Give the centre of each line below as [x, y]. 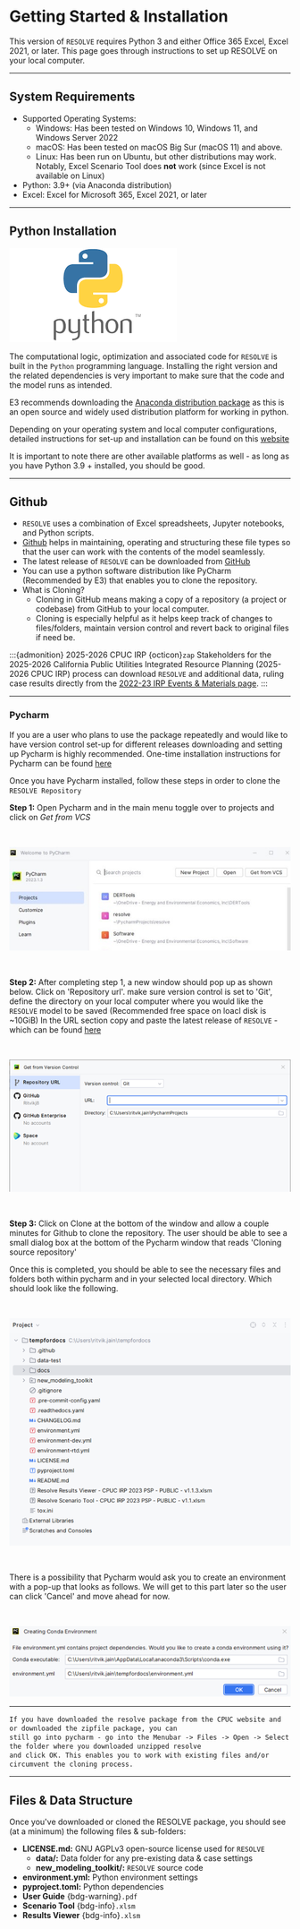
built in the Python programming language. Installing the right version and [144, 365]
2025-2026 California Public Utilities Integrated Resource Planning [132, 664]
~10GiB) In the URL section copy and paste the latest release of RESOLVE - [144, 1020]
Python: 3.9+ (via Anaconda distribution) [97, 184]
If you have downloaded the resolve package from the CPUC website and [145, 1720]
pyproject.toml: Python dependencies [93, 1887]
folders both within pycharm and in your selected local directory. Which [141, 1279]
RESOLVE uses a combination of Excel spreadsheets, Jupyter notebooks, [153, 523]
